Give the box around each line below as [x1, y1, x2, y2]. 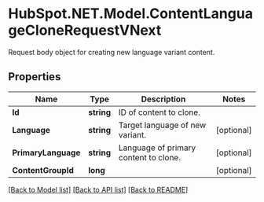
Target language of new [118, 119, 207, 130]
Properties [8, 70, 61, 83]
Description [141, 94, 186, 105]
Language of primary [118, 142, 196, 153]
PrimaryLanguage [12, 147, 81, 158]
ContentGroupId [12, 164, 75, 175]
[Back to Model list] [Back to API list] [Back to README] [8, 185, 189, 194]
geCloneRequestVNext [8, 21, 162, 39]
